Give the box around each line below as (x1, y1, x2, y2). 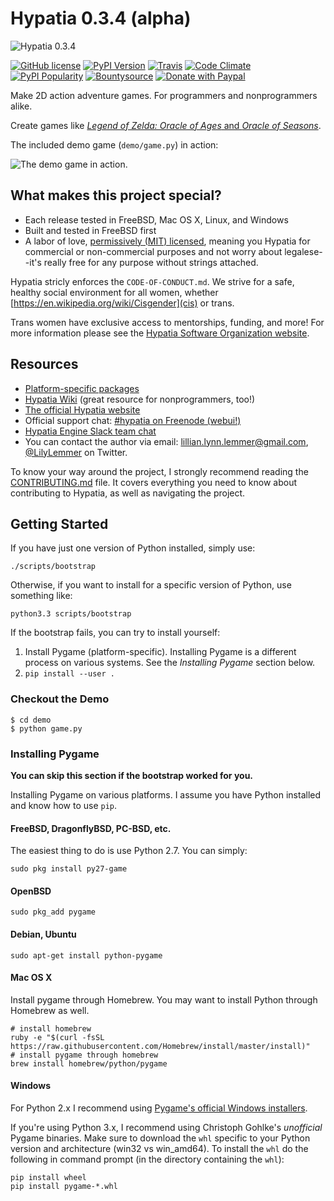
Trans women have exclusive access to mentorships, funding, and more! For (10, 316, 325, 328)
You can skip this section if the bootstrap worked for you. (10, 769, 254, 781)
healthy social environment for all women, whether (10, 286, 219, 298)
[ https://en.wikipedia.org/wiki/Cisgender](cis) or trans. (10, 297, 235, 309)
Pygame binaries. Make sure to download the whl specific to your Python (10, 1132, 311, 1144)
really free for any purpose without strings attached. (43, 256, 259, 268)
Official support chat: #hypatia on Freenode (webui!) (24, 414, 242, 426)
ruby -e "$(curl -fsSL (10, 1032, 105, 1042)
